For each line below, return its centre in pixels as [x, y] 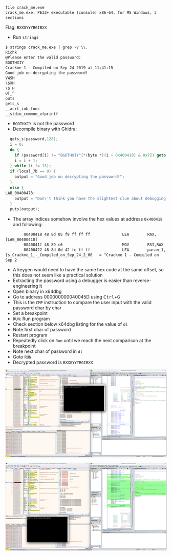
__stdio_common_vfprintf [32, 114]
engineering [25, 286]
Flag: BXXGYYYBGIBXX [26, 27]
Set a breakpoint [30, 313]
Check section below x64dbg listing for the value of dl [70, 324]
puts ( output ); [25, 209]
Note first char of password [42, 330]
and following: [28, 225]
